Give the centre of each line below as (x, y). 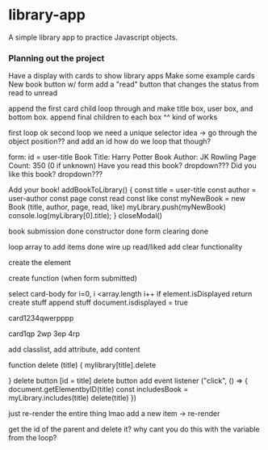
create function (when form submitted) (73, 278)
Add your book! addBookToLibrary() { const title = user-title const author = (132, 190)
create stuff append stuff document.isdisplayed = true (98, 303)
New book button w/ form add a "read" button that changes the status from (134, 84)
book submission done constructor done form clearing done (108, 231)
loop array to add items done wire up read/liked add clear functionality (126, 247)
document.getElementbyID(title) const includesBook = (98, 389)
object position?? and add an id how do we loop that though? (110, 141)
